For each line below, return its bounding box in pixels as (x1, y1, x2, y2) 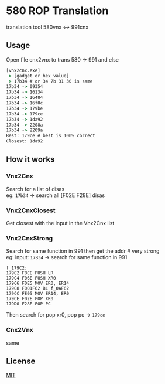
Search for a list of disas (6, 185, 65, 192)
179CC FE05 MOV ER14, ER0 (6, 291, 69, 297)
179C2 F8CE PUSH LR (6, 270, 54, 276)
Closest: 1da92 (6, 138, 43, 144)
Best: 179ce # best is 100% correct (6, 133, 95, 139)
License (6, 356, 36, 366)
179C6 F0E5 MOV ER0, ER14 (6, 280, 69, 287)
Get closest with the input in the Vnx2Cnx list (6, 219, 115, 226)
